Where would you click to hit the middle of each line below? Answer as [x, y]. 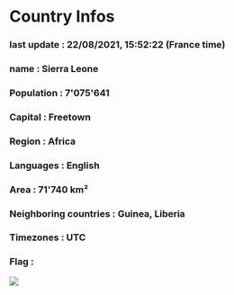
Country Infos [62, 17]
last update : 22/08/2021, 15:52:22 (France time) [117, 45]
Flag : [22, 262]
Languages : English [55, 165]
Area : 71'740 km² [49, 189]
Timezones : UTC [48, 237]
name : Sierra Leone [54, 69]
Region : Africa [43, 141]
